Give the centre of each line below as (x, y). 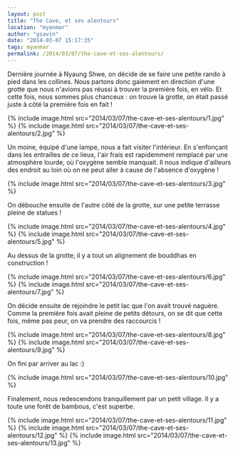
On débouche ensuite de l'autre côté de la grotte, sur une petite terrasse (114, 205)
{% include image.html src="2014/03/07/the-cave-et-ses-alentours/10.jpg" (118, 377)
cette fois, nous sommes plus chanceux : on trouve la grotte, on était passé (118, 96)
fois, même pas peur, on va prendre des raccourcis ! (84, 321)
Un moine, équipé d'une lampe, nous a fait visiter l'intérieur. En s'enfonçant (118, 147)
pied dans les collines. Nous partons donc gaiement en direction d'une (111, 81)
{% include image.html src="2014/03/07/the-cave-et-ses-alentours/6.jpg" (117, 277)
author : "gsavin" (33, 34)
